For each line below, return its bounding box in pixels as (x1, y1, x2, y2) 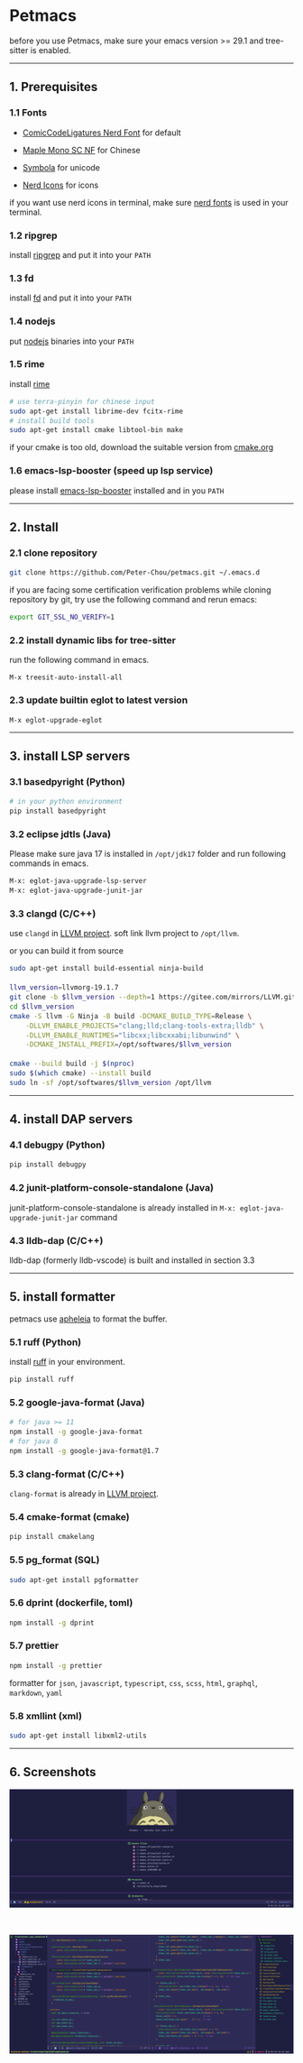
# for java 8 (9, 1436, 59, 1446)
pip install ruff (9, 1375, 75, 1385)
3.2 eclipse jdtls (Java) (9, 828, 111, 840)
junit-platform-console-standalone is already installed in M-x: (9, 1202, 236, 1213)
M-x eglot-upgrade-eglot (9, 715, 103, 724)
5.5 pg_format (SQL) (9, 1553, 100, 1566)
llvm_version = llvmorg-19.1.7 (9, 983, 119, 992)
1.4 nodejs (9, 315, 56, 327)
